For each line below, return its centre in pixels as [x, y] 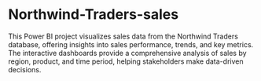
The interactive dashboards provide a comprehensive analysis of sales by [127, 53]
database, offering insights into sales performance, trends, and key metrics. [131, 44]
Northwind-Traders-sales [94, 15]
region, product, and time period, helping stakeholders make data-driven [126, 61]
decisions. [25, 69]
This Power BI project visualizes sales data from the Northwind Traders [123, 36]
